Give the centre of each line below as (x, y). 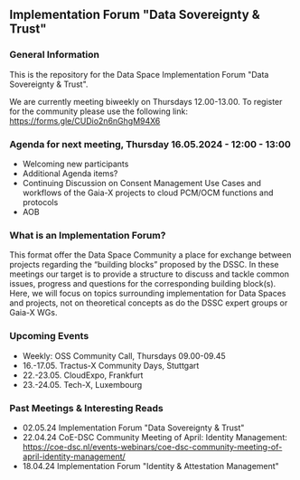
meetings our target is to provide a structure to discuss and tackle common (149, 274)
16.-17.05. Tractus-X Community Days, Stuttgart (111, 365)
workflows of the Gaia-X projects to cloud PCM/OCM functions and (148, 193)
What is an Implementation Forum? (88, 235)
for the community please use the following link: (98, 111)
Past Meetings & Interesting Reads (87, 408)
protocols (40, 202)
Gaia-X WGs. (33, 313)
